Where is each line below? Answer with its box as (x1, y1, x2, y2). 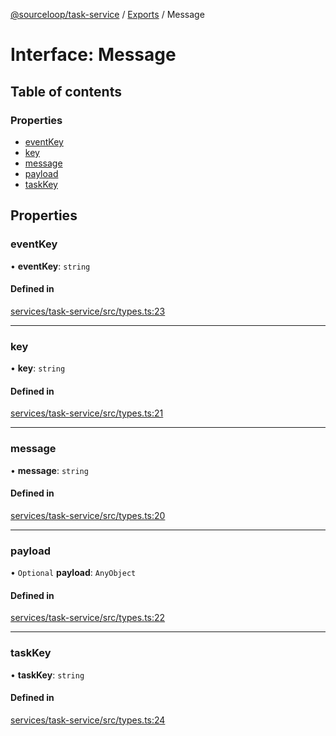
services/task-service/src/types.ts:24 (10, 714, 166, 726)
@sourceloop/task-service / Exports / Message (10, 9, 205, 20)
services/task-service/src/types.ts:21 (10, 407, 164, 419)
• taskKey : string (10, 669, 85, 681)
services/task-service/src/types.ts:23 (10, 305, 166, 317)
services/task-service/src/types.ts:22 (10, 612, 166, 624)
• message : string (10, 464, 89, 476)
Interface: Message (10, 44, 177, 66)
